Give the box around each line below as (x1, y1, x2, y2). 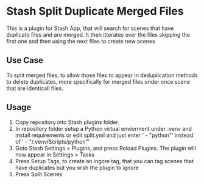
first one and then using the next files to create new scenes (6, 37, 155, 45)
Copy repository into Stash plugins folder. (15, 118, 120, 126)
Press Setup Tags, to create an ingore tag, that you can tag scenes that (15, 157, 194, 164)
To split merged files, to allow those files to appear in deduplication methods (6, 72, 198, 79)
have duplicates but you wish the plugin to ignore (15, 164, 139, 171)
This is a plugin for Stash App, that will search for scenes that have (6, 24, 174, 32)
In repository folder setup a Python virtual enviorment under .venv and (15, 125, 192, 132)
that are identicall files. (6, 84, 63, 92)
